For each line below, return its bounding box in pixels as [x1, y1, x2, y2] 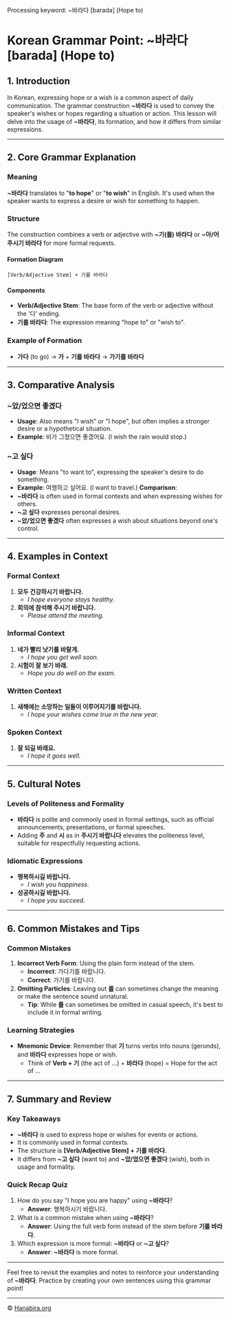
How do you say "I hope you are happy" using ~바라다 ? [16, 1196, 173, 1205]
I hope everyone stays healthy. [27, 595, 115, 604]
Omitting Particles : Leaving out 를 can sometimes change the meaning [16, 984, 219, 993]
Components [7, 286, 45, 294]
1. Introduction [7, 75, 70, 87]
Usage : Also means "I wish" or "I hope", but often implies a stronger [16, 417, 210, 426]
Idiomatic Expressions [7, 856, 83, 866]
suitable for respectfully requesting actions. [16, 839, 141, 847]
